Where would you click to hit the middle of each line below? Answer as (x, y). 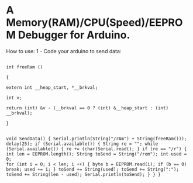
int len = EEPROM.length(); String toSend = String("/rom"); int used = (96, 154)
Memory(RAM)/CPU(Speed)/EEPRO (94, 23)
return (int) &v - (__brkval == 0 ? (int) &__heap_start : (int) (87, 108)
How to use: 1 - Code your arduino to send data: (64, 51)
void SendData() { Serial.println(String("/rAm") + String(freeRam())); (96, 139)
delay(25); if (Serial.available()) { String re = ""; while (82, 144)
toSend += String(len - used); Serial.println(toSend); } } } (83, 174)
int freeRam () (25, 67)
